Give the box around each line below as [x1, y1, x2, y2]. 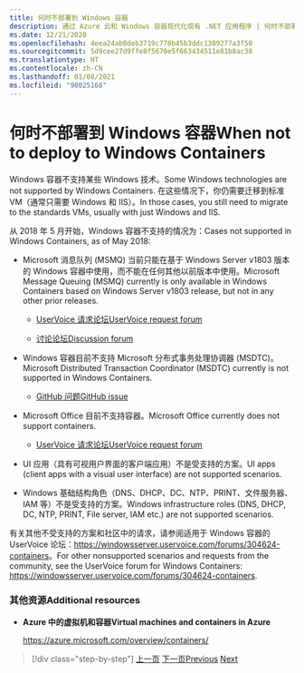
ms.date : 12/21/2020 [9, 30, 88, 39]
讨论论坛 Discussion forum [35, 333, 134, 344]
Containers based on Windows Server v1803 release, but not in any [22, 285, 274, 296]
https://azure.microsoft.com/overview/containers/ [22, 634, 210, 645]
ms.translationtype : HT [9, 55, 100, 64]
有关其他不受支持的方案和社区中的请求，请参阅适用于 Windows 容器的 [9, 527, 271, 538]
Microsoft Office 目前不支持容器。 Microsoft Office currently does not [22, 410, 280, 421]
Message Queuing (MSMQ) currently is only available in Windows [22, 276, 268, 287]
